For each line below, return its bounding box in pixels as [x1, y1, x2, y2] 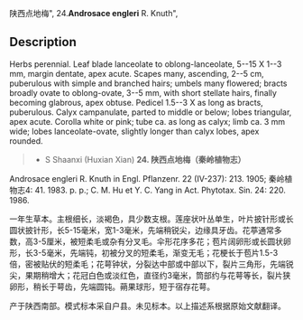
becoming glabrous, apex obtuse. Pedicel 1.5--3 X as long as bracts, [9, 97, 263, 108]
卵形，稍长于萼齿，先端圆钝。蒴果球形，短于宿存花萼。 [9, 281, 215, 292]
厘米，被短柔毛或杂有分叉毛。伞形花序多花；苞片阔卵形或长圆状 [46, 236, 284, 247]
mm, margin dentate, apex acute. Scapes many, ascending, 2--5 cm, [9, 68, 264, 79]
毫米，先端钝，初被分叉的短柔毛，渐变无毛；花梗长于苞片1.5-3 [46, 247, 279, 258]
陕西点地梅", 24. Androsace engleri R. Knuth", [9, 8, 179, 18]
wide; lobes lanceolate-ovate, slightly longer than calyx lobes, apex [9, 126, 260, 136]
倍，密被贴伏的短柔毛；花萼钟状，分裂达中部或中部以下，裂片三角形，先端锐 [9, 259, 294, 269]
